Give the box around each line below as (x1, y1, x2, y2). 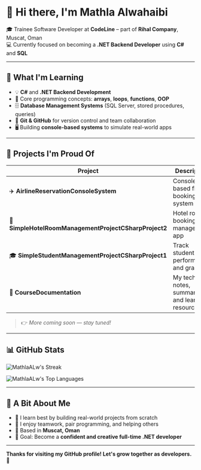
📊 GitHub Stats (6, 344, 65, 355)
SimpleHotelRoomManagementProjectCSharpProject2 (9, 224, 167, 232)
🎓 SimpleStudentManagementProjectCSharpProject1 (9, 251, 167, 260)
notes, (172, 281, 191, 289)
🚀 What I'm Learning (6, 72, 84, 83)
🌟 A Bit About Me (6, 398, 71, 408)
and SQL (6, 49, 28, 56)
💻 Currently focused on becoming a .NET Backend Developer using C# (6, 41, 184, 48)
